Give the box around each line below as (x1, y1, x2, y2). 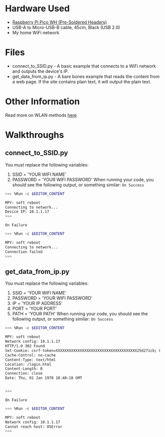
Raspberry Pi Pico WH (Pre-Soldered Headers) (12, 19, 107, 25)
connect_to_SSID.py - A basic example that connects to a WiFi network (12, 63, 156, 69)
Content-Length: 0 (5, 366, 43, 371)
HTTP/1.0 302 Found (5, 344, 45, 349)
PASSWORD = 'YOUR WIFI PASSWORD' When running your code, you (12, 176, 154, 182)
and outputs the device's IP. (12, 68, 69, 74)
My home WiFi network (12, 29, 60, 35)
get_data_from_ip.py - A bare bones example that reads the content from (12, 73, 160, 79)
